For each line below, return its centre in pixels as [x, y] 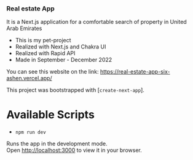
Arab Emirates [24, 28]
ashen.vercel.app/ [29, 78]
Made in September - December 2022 [64, 60]
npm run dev [30, 132]
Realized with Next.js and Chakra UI [61, 47]
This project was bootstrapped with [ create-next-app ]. [75, 90]
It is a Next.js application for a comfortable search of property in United [97, 22]
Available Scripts [51, 115]
